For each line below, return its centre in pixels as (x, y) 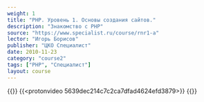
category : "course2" (37, 59)
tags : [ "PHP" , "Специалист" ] (49, 65)
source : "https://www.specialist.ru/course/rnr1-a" (83, 33)
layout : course (29, 71)
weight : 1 (21, 13)
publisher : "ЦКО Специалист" (49, 45)
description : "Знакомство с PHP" (55, 26)
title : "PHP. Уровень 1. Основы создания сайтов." (82, 20)
